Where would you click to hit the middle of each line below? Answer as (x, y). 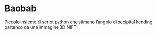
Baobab (20, 9)
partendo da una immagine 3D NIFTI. (42, 27)
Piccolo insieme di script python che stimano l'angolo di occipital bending (78, 22)
